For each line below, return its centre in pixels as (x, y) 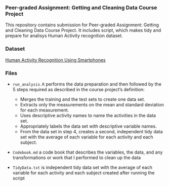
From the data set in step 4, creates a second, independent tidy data (91, 131)
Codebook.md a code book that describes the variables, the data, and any (88, 152)
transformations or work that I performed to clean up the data (77, 157)
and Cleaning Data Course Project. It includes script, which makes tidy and (83, 30)
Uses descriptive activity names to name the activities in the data (88, 115)
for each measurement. (45, 110)
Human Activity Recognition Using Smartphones (55, 60)
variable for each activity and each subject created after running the (83, 173)
